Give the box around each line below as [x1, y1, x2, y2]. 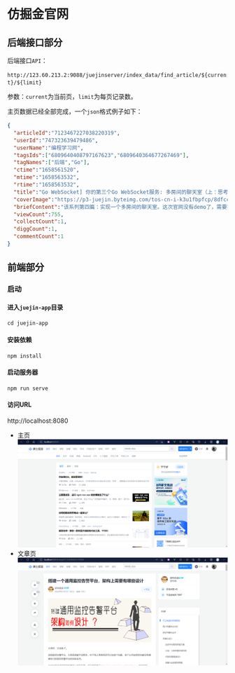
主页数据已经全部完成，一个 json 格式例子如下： [7, 107, 143, 116]
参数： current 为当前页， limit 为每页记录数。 [7, 93, 137, 100]
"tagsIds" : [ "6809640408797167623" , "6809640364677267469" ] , [13, 151, 190, 158]
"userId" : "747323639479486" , [13, 137, 99, 144]
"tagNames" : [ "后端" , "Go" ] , [13, 159, 90, 166]
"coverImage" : [13, 196, 55, 203]
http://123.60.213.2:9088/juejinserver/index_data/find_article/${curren [7, 72, 227, 79]
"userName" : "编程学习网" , [13, 144, 84, 151]
